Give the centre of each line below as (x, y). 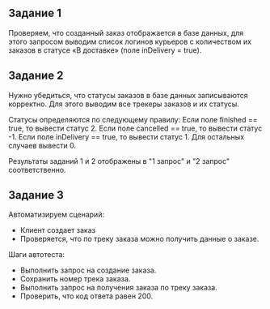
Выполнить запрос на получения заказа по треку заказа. (119, 288)
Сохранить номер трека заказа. (75, 279)
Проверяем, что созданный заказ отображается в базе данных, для (126, 32)
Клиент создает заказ (57, 230)
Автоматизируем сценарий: (57, 215)
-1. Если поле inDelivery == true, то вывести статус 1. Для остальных (127, 136)
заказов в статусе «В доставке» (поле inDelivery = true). (105, 50)
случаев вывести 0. (42, 145)
